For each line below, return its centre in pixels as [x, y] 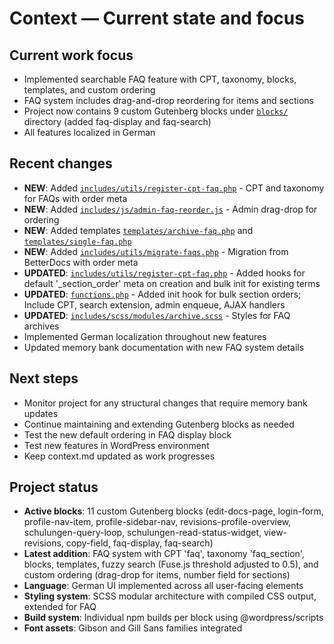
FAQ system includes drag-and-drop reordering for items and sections [168, 100]
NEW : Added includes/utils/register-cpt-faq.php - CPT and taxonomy [174, 188]
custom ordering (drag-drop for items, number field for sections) [157, 575]
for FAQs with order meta [75, 198]
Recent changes [61, 163]
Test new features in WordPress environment [116, 445]
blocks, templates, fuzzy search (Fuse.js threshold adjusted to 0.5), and [171, 564]
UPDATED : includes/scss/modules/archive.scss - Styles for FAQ [157, 315]
